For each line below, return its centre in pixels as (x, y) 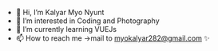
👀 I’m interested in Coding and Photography (87, 21)
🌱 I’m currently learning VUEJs (66, 29)
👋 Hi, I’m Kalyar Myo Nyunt (60, 12)
